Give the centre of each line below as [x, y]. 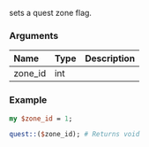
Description [110, 58]
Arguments [34, 35]
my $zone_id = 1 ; [41, 119]
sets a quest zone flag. [51, 13]
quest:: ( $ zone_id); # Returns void [74, 135]
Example [28, 100]
